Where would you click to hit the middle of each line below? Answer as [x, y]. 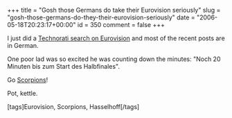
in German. [23, 45]
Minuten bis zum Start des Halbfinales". [63, 66]
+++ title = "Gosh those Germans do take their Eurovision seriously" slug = [114, 10]
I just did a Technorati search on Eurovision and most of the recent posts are [116, 38]
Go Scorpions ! [28, 80]
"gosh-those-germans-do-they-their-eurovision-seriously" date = [101, 17]
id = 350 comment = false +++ [121, 25]
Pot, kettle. [23, 93]
